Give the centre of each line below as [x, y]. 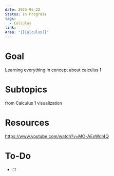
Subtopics [26, 89]
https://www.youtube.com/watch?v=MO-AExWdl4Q [57, 136]
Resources [27, 123]
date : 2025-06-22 [23, 10]
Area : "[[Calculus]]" [27, 32]
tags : [10, 19]
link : [10, 28]
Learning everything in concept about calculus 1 [53, 70]
